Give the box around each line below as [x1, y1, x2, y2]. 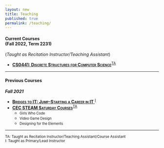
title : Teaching [5, 12, 38, 16]
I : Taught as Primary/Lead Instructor [5, 138, 65, 143]
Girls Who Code [19, 111, 45, 115]
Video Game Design [19, 116, 52, 121]
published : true [5, 16, 38, 21]
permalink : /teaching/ [5, 20, 51, 26]
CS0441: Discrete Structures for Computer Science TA [12, 61, 116, 68]
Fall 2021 [5, 88, 24, 95]
